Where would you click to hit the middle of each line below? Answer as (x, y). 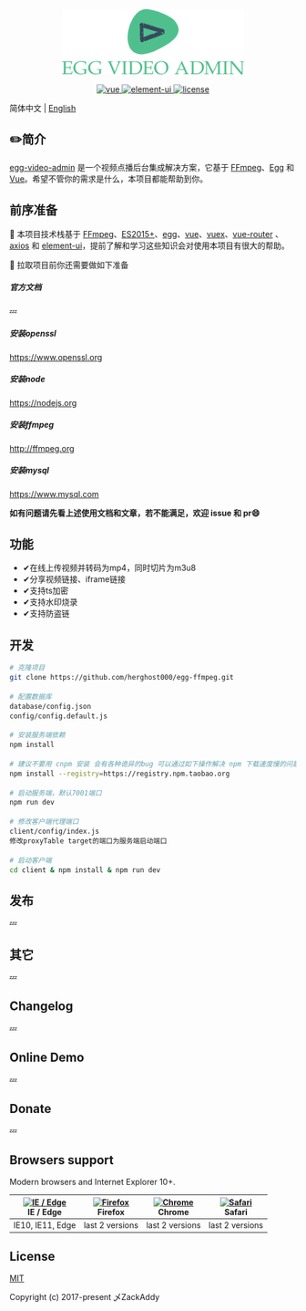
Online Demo (47, 1058)
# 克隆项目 (27, 668)
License (32, 1256)
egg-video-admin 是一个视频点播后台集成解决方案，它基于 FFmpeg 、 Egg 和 (152, 167)
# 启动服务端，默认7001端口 (56, 793)
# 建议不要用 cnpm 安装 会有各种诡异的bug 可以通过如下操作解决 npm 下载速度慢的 (148, 764)
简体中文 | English (43, 109)
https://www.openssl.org (56, 357)
